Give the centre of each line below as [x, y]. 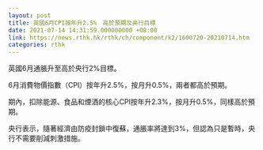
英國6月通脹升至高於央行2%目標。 [65, 69]
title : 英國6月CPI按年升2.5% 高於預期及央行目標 [82, 23]
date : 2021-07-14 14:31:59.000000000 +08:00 [83, 30]
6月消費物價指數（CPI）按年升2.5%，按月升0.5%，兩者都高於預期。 [120, 85]
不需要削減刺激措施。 [50, 138]
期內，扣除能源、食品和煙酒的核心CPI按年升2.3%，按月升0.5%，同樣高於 [128, 102]
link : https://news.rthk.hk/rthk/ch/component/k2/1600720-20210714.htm [129, 37]
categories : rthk [37, 45]
